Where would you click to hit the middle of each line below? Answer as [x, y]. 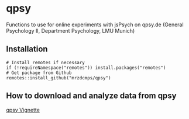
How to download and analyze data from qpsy [91, 96]
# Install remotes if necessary [45, 62]
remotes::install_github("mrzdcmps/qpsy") [59, 78]
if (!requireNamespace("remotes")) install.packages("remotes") [86, 68]
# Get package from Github [39, 73]
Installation [27, 49]
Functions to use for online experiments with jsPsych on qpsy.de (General [95, 24]
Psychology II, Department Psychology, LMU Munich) [71, 30]
